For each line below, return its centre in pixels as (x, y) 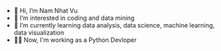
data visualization (39, 32)
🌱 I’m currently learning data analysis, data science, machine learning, (114, 25)
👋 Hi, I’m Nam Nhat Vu (46, 11)
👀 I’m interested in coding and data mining (74, 18)
